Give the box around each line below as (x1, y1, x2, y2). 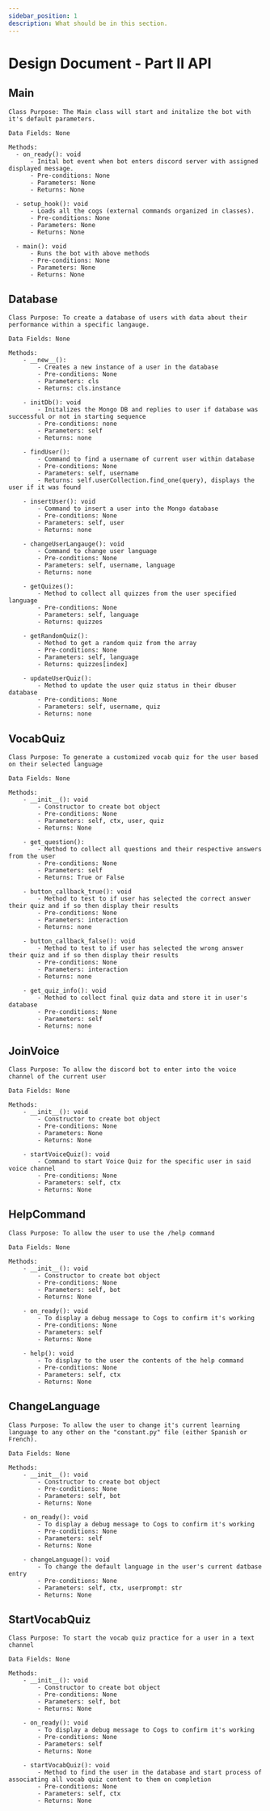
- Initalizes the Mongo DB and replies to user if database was (37, 406, 259, 414)
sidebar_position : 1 (8, 11, 78, 20)
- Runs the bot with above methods (29, 249, 150, 257)
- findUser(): (23, 448, 70, 457)
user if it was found (8, 483, 82, 492)
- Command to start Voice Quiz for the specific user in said (37, 1157, 251, 1165)
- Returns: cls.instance (37, 385, 121, 393)
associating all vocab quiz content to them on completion (8, 1775, 212, 1784)
